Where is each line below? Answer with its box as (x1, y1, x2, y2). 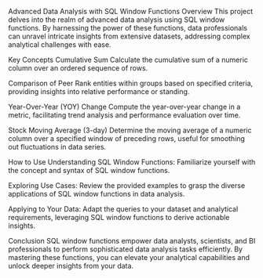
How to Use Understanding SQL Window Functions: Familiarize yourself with (8, 157, 256, 167)
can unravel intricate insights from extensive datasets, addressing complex (8, 31, 250, 41)
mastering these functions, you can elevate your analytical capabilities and (8, 253, 250, 262)
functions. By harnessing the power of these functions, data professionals (8, 23, 248, 32)
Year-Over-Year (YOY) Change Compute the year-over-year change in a (8, 102, 241, 111)
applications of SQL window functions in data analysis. (8, 190, 185, 198)
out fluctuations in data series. (8, 143, 107, 151)
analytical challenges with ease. (8, 40, 111, 49)
